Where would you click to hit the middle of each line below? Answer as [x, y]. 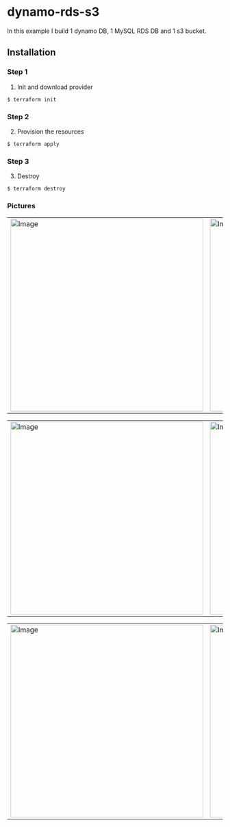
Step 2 [18, 116]
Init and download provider [55, 87]
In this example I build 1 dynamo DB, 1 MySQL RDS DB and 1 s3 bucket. [107, 31]
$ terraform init [32, 99]
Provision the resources [50, 132]
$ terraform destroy [37, 189]
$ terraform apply [33, 144]
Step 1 [17, 72]
